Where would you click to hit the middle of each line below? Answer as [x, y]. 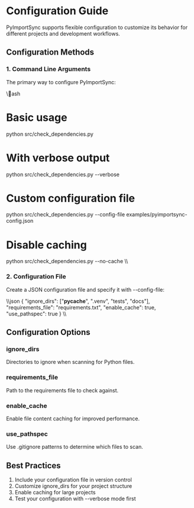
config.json [20, 221]
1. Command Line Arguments [48, 69]
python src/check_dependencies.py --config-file [66, 215]
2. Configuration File [36, 277]
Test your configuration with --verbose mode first [75, 499]
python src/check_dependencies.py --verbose [63, 174]
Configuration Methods [50, 52]
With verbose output [58, 158]
